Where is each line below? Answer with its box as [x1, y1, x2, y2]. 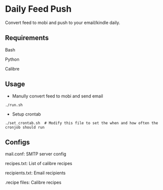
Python [5, 56, 20, 62]
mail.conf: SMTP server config [5, 151, 67, 157]
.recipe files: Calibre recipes [5, 180, 62, 186]
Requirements [5, 34, 49, 42]
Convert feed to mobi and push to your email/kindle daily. [5, 20, 121, 25]
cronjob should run [5, 125, 45, 130]
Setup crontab [12, 111, 41, 117]
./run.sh [5, 102, 23, 107]
